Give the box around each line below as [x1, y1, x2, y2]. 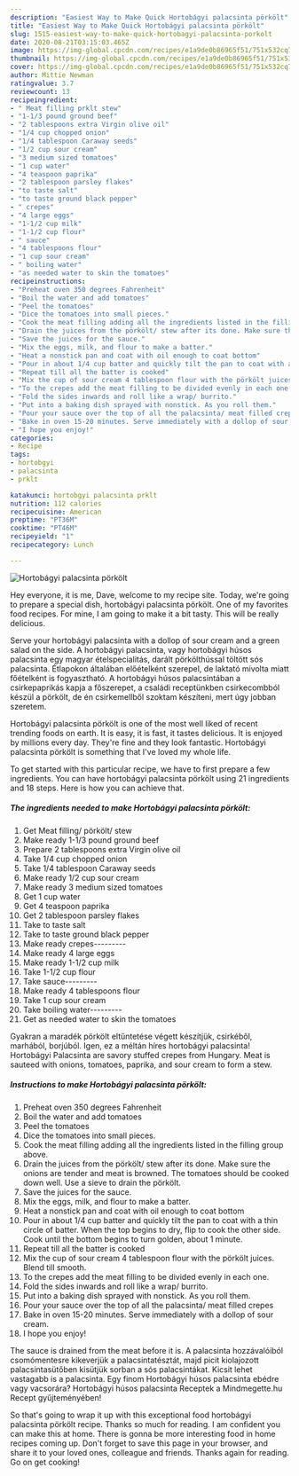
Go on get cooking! [10, 1456, 81, 1467]
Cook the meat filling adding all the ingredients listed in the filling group [22, 1139, 284, 1150]
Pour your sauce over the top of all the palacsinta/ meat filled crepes [22, 1299, 274, 1310]
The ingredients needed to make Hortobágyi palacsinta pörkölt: [10, 803, 251, 813]
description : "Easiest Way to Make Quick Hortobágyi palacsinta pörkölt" [10, 12, 289, 22]
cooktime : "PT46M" [10, 524, 78, 533]
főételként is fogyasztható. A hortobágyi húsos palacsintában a [10, 672, 241, 683]
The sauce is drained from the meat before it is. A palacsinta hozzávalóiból [10, 1345, 283, 1355]
